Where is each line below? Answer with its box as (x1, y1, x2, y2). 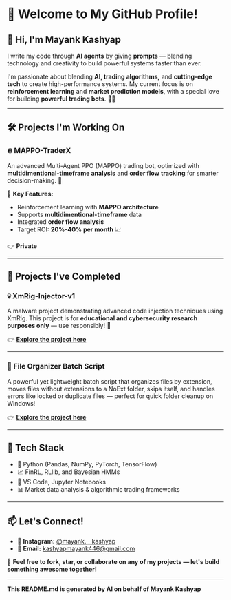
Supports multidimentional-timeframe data (16, 210, 142, 218)
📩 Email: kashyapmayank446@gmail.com (16, 544, 135, 553)
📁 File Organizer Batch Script (7, 362, 105, 371)
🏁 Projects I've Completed (7, 271, 121, 282)
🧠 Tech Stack (7, 442, 65, 454)
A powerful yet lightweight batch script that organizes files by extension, (7, 377, 212, 385)
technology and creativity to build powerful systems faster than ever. (7, 59, 202, 68)
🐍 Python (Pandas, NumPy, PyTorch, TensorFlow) (16, 460, 157, 468)
